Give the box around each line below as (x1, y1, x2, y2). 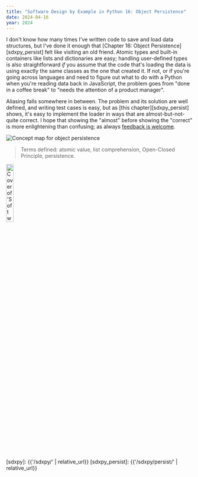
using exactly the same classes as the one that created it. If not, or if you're (6, 68, 190, 75)
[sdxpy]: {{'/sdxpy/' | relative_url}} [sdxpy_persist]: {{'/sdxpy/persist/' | (6, 458, 178, 466)
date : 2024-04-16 (6, 14, 49, 20)
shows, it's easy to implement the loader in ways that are (6, 110, 145, 117)
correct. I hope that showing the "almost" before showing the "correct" (20, 117, 193, 124)
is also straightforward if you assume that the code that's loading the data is (6, 61, 191, 68)
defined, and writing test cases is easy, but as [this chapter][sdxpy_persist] (6, 104, 189, 112)
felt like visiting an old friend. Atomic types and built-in (44, 49, 178, 56)
